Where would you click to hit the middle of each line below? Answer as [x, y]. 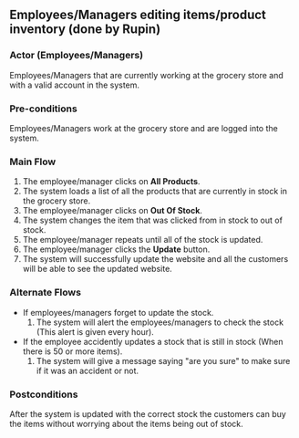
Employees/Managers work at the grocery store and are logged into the [144, 128]
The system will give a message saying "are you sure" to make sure [163, 360]
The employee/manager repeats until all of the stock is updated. [143, 240]
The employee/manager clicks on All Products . [111, 182]
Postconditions [44, 394]
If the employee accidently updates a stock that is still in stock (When [153, 341]
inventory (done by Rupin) [85, 30]
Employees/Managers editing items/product [138, 15]
